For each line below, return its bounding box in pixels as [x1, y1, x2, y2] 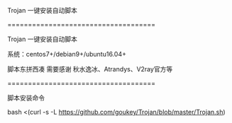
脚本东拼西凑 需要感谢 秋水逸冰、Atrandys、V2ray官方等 [7, 65, 173, 73]
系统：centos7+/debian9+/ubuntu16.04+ [7, 50, 126, 58]
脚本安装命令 [7, 94, 45, 102]
